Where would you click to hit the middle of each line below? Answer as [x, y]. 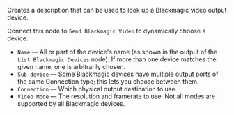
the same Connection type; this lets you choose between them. [108, 82]
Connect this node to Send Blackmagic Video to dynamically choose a [107, 31]
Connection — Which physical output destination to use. [97, 89]
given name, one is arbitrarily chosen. [71, 67]
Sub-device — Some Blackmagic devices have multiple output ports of [118, 74]
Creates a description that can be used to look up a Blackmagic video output [117, 10]
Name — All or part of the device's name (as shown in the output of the [117, 52]
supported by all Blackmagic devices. [71, 103]
